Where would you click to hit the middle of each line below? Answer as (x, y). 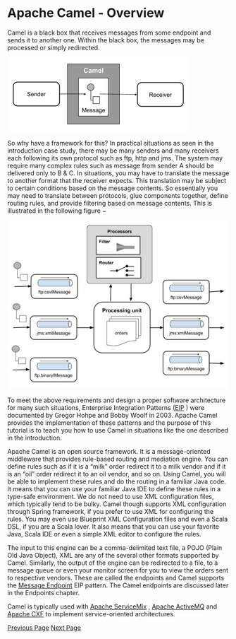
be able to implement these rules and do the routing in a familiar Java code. (117, 481)
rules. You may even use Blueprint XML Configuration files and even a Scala (118, 519)
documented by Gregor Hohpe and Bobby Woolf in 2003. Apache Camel (112, 415)
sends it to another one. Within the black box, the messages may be (106, 40)
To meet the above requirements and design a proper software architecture (117, 400)
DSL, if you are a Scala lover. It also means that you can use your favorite (113, 526)
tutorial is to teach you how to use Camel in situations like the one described (118, 430)
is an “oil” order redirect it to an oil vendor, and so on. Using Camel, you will (117, 474)
